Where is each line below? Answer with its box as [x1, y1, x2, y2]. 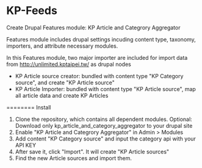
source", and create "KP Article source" [15, 79, 115, 86]
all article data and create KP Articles [15, 92, 109, 99]
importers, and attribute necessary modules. [6, 42, 118, 49]
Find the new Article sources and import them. [15, 154, 132, 162]
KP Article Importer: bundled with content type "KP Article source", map [15, 85, 197, 92]
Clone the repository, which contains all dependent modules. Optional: [15, 115, 192, 123]
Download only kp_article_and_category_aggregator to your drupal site [15, 122, 193, 129]
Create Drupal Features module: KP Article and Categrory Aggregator [6, 24, 181, 31]
